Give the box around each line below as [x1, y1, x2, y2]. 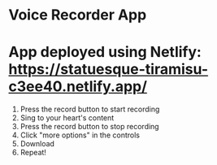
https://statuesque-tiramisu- [8, 60, 209, 79]
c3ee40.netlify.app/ [8, 77, 148, 96]
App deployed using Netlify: [8, 43, 202, 62]
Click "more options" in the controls [20, 130, 141, 140]
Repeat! [20, 148, 47, 158]
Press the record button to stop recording [20, 122, 160, 132]
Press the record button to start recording [20, 104, 160, 115]
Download [20, 139, 55, 149]
